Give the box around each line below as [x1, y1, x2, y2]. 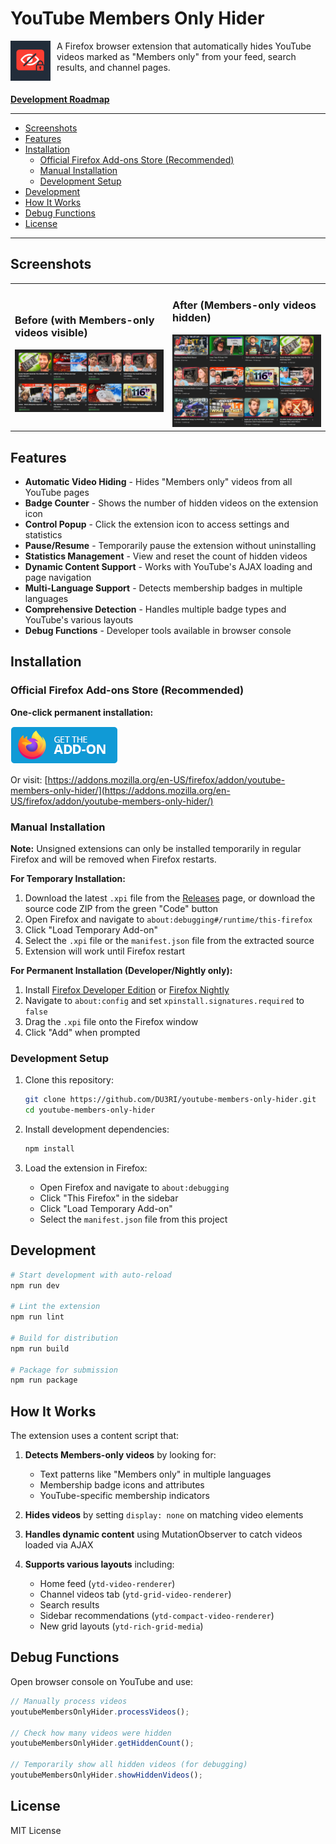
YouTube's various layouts [24, 613, 134, 626]
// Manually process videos [10, 1696, 128, 1706]
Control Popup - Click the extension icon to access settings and [24, 518, 290, 530]
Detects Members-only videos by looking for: [24, 1449, 217, 1461]
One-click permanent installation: [10, 706, 154, 718]
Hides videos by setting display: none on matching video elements [24, 1509, 304, 1521]
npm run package [10, 1375, 78, 1386]
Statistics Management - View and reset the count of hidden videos [24, 550, 308, 562]
